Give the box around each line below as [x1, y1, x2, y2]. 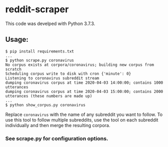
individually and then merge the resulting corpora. [5, 122, 111, 128]
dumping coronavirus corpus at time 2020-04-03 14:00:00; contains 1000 [5, 80, 163, 85]
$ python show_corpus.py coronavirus [5, 102, 86, 108]
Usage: [5, 35, 29, 44]
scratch [5, 66, 22, 72]
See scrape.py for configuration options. [5, 135, 109, 142]
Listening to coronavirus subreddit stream [5, 76, 100, 81]
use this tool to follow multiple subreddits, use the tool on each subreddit [5, 116, 158, 123]
